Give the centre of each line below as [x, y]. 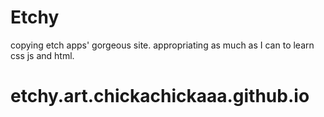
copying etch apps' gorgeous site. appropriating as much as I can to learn [162, 45]
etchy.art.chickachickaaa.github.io [160, 96]
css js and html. [42, 55]
